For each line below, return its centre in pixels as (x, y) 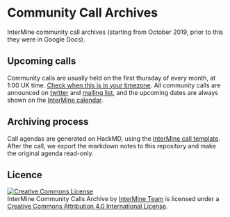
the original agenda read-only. (50, 153)
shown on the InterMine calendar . (55, 100)
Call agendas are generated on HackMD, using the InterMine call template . (114, 138)
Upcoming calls (42, 61)
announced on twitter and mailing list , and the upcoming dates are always (113, 92)
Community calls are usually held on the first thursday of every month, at (112, 78)
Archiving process (48, 122)
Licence (25, 175)
